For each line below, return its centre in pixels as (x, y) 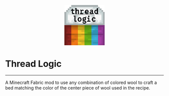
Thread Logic (33, 64)
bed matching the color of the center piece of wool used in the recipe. (78, 87)
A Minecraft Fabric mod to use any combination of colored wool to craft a (81, 82)
